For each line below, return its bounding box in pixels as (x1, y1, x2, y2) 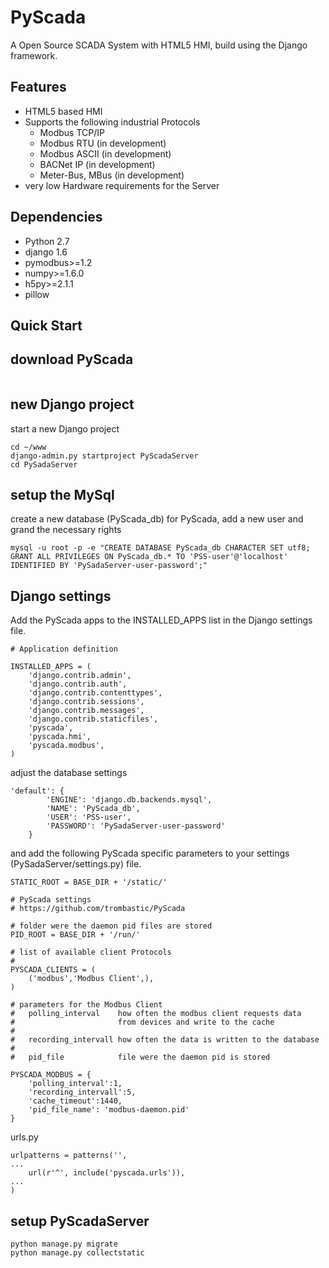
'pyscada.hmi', (28, 732, 92, 742)
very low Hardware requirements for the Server (24, 179, 220, 191)
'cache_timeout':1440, (28, 1096, 123, 1106)
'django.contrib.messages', (28, 706, 145, 716)
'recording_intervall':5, (28, 1087, 137, 1098)
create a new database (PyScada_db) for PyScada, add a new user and (10, 513, 304, 525)
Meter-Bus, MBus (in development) (39, 169, 185, 181)
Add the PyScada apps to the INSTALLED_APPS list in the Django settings (10, 614, 313, 626)
